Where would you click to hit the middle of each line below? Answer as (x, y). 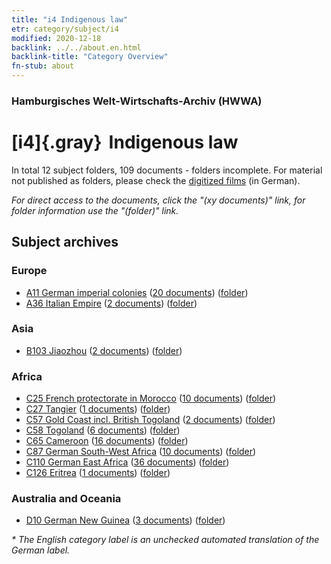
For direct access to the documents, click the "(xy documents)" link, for (158, 200)
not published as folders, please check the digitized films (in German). (156, 180)
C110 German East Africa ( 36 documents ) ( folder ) (127, 462)
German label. (41, 550)
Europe (29, 271)
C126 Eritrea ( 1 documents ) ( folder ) (98, 473)
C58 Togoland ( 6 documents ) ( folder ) (103, 430)
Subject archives (65, 242)
